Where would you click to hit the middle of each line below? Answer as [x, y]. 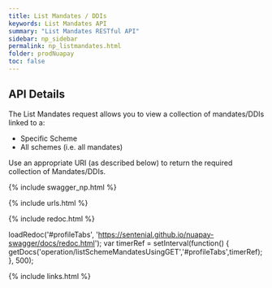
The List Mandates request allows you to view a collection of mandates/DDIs [136, 114]
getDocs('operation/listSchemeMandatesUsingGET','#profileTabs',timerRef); [136, 251]
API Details [37, 94]
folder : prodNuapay [41, 54]
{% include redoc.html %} [52, 218]
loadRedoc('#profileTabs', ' [54, 234]
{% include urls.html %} [48, 203]
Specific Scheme [49, 138]
